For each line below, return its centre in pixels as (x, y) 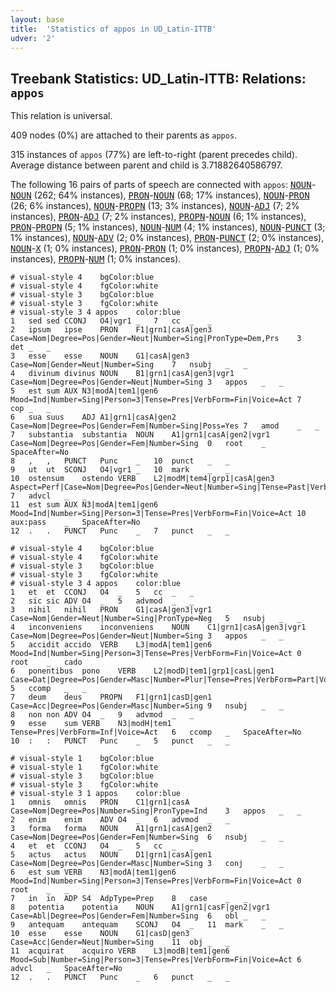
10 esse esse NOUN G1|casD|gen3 (100, 934)
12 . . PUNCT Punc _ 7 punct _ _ (120, 531)
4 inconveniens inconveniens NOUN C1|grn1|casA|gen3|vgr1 (158, 627)
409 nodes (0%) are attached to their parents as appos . (124, 135)
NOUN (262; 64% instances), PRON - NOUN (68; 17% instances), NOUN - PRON (160, 195)
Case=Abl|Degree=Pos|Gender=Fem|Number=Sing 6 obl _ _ (138, 916)
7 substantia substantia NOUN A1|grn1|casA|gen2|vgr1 (140, 435)
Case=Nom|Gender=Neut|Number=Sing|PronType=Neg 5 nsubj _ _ (156, 619)
